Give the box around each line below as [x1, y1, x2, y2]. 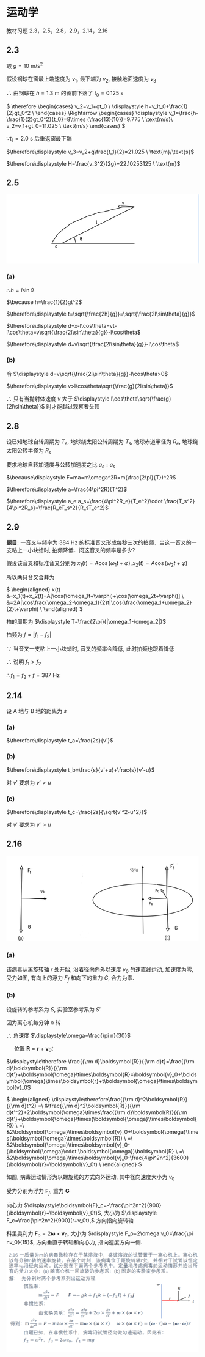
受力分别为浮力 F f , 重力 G [6, 1188, 70, 1196]
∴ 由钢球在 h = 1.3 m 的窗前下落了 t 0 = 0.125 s [6, 89, 124, 98]
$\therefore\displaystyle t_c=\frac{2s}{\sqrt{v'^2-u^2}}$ [6, 808, 148, 816]
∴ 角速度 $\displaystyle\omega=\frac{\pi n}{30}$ [6, 1032, 131, 1039]
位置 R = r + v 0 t [14, 1045, 54, 1054]
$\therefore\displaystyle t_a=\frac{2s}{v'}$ [6, 737, 114, 744]
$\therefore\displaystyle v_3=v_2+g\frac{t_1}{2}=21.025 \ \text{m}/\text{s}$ [6, 148, 194, 155]
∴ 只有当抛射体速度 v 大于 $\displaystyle [6, 395, 110, 402]
